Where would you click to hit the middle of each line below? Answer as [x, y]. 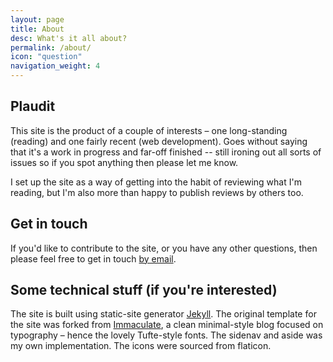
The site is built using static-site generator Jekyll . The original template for [163, 314]
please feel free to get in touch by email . [93, 258]
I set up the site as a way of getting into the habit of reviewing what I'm [156, 182]
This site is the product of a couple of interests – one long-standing [149, 130]
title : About [37, 29]
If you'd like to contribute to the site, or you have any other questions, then [164, 248]
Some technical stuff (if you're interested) [144, 290]
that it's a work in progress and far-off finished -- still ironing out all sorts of [166, 152]
